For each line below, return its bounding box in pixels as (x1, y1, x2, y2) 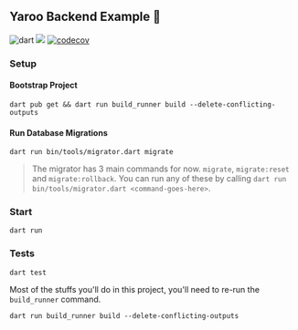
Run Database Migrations (9, 127, 108, 138)
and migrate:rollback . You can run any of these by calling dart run (31, 173, 287, 184)
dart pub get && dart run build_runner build (9, 99, 186, 109)
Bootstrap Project (9, 79, 78, 91)
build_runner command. (9, 294, 101, 304)
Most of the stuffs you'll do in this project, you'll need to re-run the (9, 284, 261, 294)
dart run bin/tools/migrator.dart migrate (9, 148, 174, 157)
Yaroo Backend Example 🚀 (9, 9, 162, 25)
